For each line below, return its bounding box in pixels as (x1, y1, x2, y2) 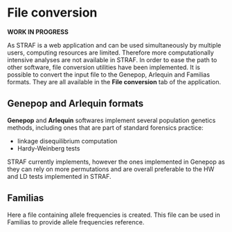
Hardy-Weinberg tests (17, 144, 80, 153)
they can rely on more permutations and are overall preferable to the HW (7, 164, 215, 173)
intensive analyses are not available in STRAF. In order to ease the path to (7, 55, 217, 64)
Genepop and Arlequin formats (7, 98, 144, 110)
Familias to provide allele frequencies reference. (7, 217, 145, 226)
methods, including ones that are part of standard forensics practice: (7, 123, 204, 132)
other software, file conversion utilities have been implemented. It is (7, 63, 201, 71)
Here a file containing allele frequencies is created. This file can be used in (7, 211, 220, 219)
